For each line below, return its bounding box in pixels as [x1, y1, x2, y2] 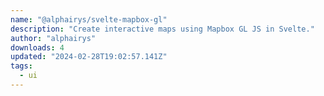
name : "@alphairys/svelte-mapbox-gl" [10, 14, 168, 25]
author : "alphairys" [10, 33, 97, 43]
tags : [10, 61, 33, 71]
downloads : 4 [10, 42, 65, 53]
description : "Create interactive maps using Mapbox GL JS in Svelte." [10, 24, 315, 34]
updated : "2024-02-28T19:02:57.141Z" [10, 52, 168, 62]
